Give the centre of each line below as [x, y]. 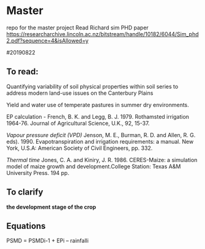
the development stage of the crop [51, 207]
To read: [22, 72]
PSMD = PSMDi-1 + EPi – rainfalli [47, 241]
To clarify [25, 192]
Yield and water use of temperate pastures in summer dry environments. [98, 105]
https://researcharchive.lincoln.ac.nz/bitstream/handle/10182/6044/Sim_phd [102, 34]
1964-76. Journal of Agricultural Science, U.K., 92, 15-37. [78, 123]
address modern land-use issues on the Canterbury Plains [80, 93]
